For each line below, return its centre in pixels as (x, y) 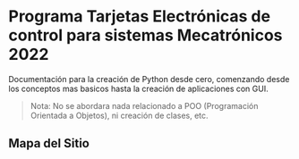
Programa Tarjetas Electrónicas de (139, 17)
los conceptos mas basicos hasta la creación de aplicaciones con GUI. (139, 88)
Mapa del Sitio (49, 143)
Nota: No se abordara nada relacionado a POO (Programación (144, 105)
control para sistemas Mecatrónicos (145, 35)
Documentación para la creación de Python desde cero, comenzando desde (149, 79)
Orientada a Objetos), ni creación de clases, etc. (119, 115)
